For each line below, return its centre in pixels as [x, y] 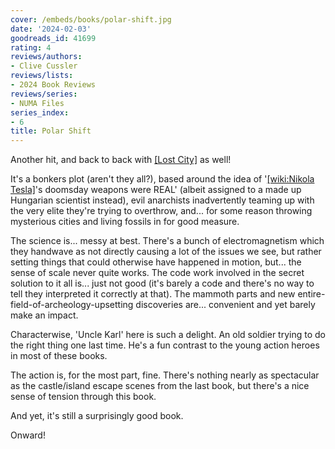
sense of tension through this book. [83, 397]
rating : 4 [31, 47]
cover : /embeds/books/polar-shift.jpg [91, 19]
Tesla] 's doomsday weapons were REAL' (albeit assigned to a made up [156, 190]
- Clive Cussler [44, 66]
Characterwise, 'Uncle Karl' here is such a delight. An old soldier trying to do [168, 335]
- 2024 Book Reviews [53, 85]
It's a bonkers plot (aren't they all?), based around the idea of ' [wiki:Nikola [162, 179]
